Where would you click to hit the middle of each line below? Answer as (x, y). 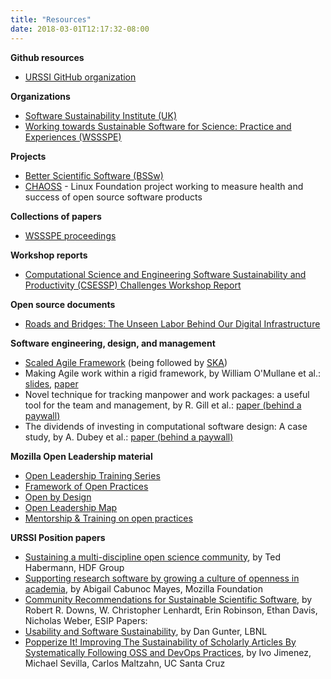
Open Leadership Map (71, 507)
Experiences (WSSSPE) (73, 137)
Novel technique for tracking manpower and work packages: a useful (167, 394)
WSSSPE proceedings (70, 235)
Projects (28, 156)
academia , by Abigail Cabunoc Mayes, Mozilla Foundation (143, 588)
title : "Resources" (51, 19)
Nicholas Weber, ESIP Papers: (86, 620)
